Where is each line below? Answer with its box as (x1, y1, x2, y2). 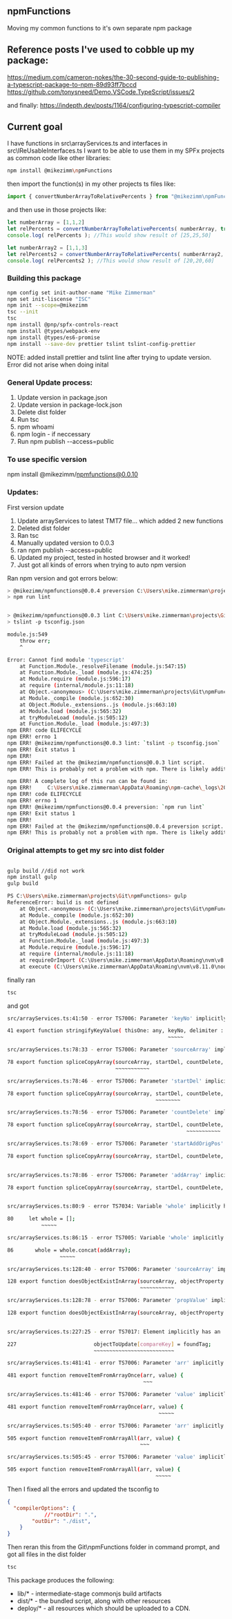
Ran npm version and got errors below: (7, 574, 119, 582)
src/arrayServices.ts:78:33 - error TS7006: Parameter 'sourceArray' (7, 1046, 212, 1054)
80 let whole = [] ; (7, 1215, 76, 1223)
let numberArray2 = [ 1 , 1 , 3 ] (7, 244, 88, 251)
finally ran (7, 976, 36, 984)
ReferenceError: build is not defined (7, 899, 119, 907)
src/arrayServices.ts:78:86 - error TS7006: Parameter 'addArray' (7, 1172, 202, 1179)
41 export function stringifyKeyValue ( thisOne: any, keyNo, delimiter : (7, 1027, 224, 1034)
